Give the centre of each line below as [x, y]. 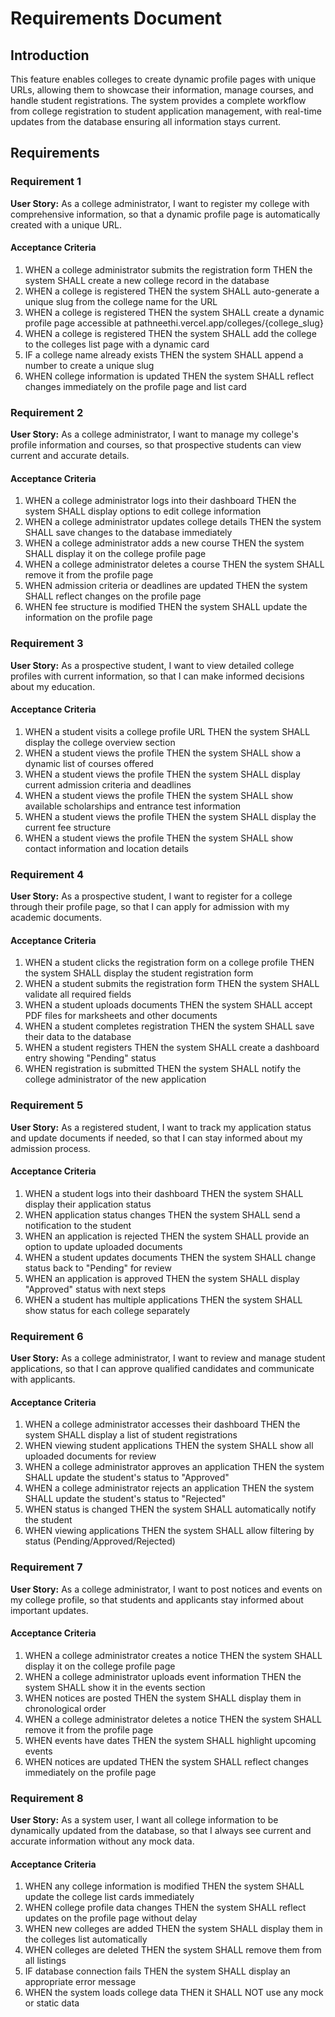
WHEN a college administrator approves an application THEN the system [174, 1467]
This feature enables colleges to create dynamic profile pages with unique [163, 79]
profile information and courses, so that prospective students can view [156, 445]
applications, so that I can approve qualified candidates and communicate [162, 1369]
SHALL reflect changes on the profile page [113, 596]
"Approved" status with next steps [95, 1289]
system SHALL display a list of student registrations [131, 1435]
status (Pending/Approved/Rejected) [100, 1541]
